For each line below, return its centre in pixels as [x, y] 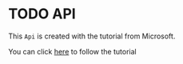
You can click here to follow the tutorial [73, 51]
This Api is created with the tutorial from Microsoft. [92, 36]
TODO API [42, 14]
